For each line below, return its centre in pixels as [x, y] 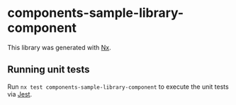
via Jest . [20, 94]
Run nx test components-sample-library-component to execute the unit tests [118, 87]
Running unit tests [49, 69]
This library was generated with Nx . [59, 47]
